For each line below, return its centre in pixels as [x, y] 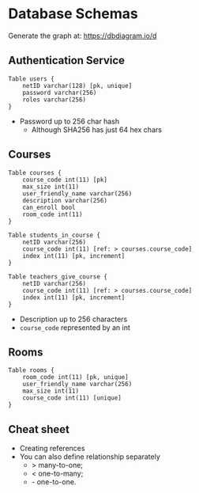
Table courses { [35, 173]
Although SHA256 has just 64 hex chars [96, 129]
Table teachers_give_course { [58, 277]
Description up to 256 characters [73, 319]
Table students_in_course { [54, 235]
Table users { [32, 79]
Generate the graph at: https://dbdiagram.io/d [83, 36]
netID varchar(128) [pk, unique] [77, 85]
